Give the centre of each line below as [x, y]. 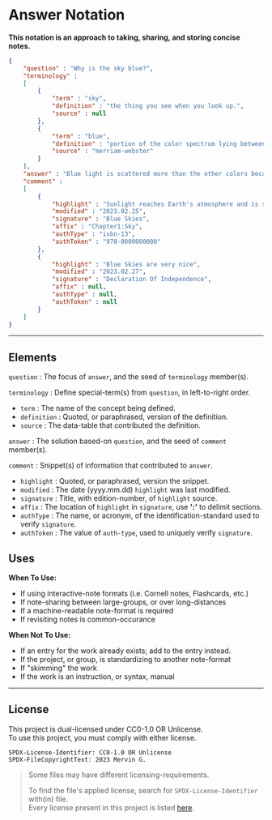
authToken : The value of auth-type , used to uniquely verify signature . [136, 533]
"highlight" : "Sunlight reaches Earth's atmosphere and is [155, 204]
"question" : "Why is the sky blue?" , [88, 68]
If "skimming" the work [58, 668]
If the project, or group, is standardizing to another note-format [125, 660]
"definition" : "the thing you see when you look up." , [148, 106]
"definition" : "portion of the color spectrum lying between [159, 143]
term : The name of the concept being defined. [98, 408]
